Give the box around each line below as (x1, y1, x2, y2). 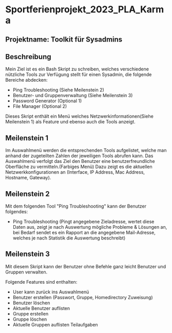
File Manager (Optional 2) (12, 103, 67, 109)
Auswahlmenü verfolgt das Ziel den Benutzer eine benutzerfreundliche (5, 158, 155, 164)
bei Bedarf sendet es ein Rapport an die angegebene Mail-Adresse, (12, 230, 156, 236)
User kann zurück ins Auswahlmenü (12, 289, 89, 295)
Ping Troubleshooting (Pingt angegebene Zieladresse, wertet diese (12, 218, 155, 225)
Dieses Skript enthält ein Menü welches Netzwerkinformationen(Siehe (5, 113, 154, 119)
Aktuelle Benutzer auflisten (12, 305, 70, 311)
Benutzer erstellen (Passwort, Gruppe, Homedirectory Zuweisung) (12, 294, 153, 300)
